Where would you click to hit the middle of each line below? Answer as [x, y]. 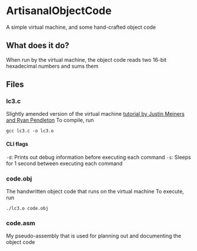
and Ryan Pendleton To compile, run [50, 120]
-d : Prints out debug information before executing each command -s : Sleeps [98, 157]
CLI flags [17, 144]
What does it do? [38, 46]
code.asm [21, 223]
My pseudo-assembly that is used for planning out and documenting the [94, 236]
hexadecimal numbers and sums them [52, 66]
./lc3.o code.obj [27, 208]
